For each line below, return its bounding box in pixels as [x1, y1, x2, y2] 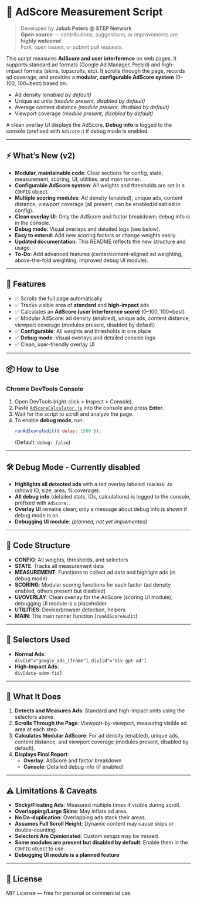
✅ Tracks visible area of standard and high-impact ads [14, 301, 150, 308]
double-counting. [14, 826, 57, 833]
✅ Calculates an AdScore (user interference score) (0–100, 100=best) [14, 308, 185, 315]
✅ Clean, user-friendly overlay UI [14, 341, 95, 348]
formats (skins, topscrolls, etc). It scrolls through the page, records [23, 67, 186, 74]
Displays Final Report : [14, 751, 69, 758]
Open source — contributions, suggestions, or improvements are [20, 31, 178, 38]
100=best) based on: [17, 79, 67, 87]
